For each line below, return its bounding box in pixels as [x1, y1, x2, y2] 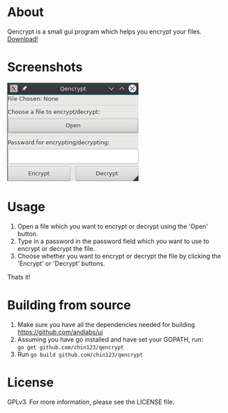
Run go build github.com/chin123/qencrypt [17, 350, 144, 358]
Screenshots [7, 59, 83, 75]
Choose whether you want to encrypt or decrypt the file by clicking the [17, 252, 222, 260]
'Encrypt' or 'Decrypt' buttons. [17, 259, 105, 268]
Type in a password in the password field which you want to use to [17, 237, 210, 245]
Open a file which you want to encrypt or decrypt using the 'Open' [17, 222, 208, 231]
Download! [7, 34, 38, 43]
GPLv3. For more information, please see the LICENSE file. [7, 398, 175, 406]
